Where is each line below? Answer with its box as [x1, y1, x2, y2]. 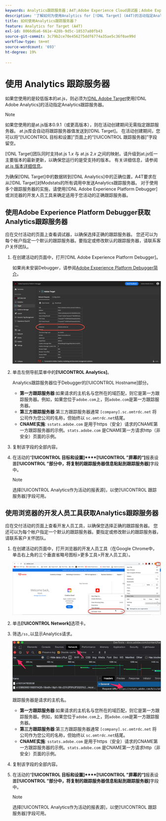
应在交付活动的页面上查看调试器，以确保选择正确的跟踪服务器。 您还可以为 [5, 231, 158, 237]
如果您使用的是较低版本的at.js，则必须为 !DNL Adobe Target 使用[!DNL [5, 95, 147, 101]
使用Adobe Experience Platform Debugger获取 [5, 208, 151, 216]
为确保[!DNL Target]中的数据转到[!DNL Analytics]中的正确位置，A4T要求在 [5, 173, 157, 180]
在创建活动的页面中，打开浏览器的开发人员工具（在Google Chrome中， [12, 546, 157, 552]
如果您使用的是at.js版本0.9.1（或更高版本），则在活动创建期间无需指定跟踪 [5, 122, 155, 128]
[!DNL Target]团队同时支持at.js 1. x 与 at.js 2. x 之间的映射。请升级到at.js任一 [5, 151, 158, 157]
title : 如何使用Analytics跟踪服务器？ [5, 18, 78, 23]
